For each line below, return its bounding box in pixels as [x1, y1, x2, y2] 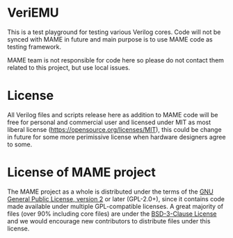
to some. [7, 140, 33, 148]
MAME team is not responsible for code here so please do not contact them [7, 56, 225, 64]
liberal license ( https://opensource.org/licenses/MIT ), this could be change [7, 125, 222, 133]
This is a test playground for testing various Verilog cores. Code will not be [7, 28, 221, 36]
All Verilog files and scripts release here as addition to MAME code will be [7, 110, 218, 119]
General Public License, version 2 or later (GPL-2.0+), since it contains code [7, 194, 225, 203]
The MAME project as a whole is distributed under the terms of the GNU [7, 187, 214, 196]
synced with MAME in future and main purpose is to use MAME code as [7, 35, 214, 43]
